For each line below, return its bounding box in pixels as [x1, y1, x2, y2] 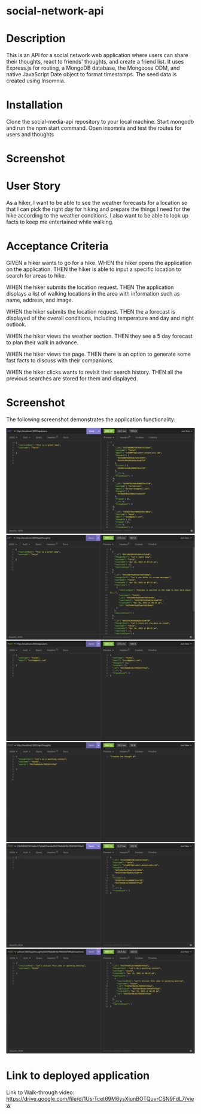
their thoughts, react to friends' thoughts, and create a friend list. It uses [6, 58, 184, 65]
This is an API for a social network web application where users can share [6, 52, 188, 59]
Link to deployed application [6, 1068, 150, 1082]
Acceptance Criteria [6, 239, 109, 253]
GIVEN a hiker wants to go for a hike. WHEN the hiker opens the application [6, 260, 192, 267]
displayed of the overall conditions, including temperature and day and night [6, 314, 194, 322]
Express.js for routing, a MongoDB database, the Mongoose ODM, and [6, 64, 180, 72]
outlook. [6, 321, 27, 328]
